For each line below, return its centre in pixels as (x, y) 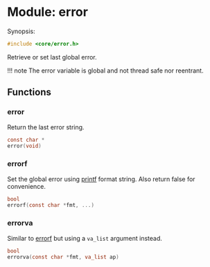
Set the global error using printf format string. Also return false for (101, 179)
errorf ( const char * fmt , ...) (51, 205)
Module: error (48, 12)
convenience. (27, 186)
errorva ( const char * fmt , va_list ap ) (63, 257)
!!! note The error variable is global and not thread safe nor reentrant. (105, 71)
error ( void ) (24, 146)
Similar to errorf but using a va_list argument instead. (85, 238)
